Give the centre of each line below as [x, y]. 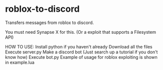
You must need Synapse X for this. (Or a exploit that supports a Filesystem [81, 32]
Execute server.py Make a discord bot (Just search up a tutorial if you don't [81, 52]
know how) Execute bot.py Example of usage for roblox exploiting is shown [81, 57]
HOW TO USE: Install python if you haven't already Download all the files [79, 47]
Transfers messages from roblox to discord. [49, 23]
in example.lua [20, 62]
